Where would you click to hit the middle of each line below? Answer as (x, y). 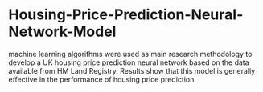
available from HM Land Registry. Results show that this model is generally (132, 70)
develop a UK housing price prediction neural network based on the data (129, 62)
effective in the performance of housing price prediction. (103, 79)
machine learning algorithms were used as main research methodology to (130, 54)
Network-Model (62, 32)
